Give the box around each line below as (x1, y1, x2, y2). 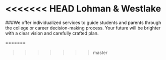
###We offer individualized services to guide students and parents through (5, 19, 161, 25)
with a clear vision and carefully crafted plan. (5, 30, 99, 36)
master (93, 49, 107, 55)
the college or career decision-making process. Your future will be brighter (5, 24, 161, 30)
